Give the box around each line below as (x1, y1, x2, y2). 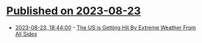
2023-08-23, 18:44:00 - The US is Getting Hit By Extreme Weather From (15, 24, 196, 31)
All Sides (15, 30, 38, 37)
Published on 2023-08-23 (6, 4, 141, 18)
